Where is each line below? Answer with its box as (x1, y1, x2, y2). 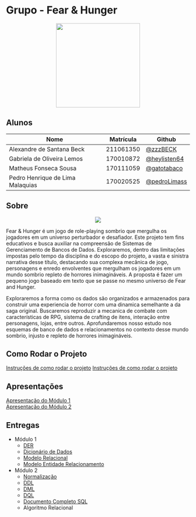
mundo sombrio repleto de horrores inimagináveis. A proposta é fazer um (6, 271, 183, 278)
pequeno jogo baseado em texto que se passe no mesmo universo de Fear (6, 277, 186, 284)
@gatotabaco (145, 164, 183, 172)
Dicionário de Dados (23, 448, 73, 455)
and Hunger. (6, 283, 36, 290)
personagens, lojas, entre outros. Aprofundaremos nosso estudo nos (6, 320, 172, 327)
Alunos (6, 118, 33, 128)
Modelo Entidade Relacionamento (23, 461, 104, 467)
